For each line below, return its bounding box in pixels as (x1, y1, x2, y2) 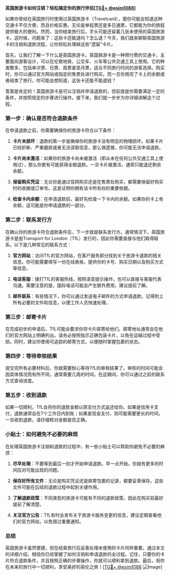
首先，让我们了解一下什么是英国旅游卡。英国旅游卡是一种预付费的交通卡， (5, 52, 160, 58)
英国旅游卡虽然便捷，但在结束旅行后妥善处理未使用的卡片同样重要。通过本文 (5, 545, 165, 551)
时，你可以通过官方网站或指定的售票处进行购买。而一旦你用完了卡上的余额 (5, 71, 160, 77)
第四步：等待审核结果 (5, 352, 57, 359)
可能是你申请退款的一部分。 (30, 202, 89, 208)
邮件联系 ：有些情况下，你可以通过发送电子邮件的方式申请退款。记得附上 (12, 293, 163, 299)
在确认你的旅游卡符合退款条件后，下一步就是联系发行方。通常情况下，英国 (5, 229, 160, 235)
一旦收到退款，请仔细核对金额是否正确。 (5, 417, 90, 423)
